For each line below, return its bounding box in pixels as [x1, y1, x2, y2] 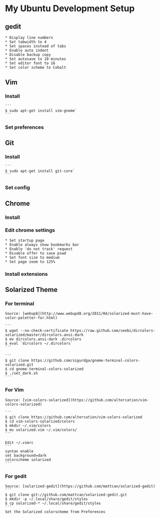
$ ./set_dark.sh [5, 371, 38, 376]
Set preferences [5, 124, 44, 131]
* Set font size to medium [5, 255, 60, 260]
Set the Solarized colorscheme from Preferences [5, 510, 106, 515]
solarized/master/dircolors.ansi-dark [5, 332, 84, 338]
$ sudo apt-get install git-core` [5, 169, 75, 173]
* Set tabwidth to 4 [5, 39, 47, 44]
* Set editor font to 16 [5, 61, 55, 66]
